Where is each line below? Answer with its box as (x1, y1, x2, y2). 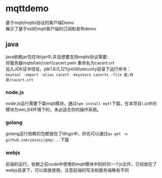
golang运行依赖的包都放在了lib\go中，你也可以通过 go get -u (5, 131, 128, 137)
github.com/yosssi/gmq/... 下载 (5, 137, 69, 143)
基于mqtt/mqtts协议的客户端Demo (5, 20, 74, 25)
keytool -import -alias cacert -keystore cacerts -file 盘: (5, 72, 130, 77)
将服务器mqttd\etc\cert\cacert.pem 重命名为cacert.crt (5, 59, 115, 66)
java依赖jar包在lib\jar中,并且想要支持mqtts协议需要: (5, 54, 108, 59)
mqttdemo (5, 3, 49, 14)
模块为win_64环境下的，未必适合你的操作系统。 (5, 107, 102, 113)
